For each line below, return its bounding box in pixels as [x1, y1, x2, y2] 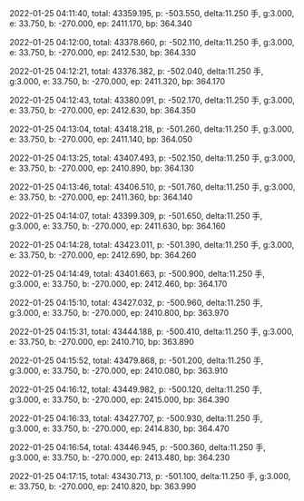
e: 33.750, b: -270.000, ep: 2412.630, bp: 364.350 [9, 105, 197, 115]
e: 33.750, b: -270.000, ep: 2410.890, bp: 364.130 [9, 162, 194, 173]
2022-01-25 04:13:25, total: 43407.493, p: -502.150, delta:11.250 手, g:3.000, [9, 152, 296, 163]
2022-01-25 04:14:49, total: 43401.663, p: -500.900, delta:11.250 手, [9, 269, 265, 279]
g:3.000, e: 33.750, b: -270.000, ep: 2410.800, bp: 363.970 [9, 308, 230, 318]
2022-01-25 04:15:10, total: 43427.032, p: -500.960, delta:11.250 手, [9, 298, 263, 308]
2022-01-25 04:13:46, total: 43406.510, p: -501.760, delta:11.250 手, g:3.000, [9, 182, 296, 192]
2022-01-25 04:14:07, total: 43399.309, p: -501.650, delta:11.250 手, [9, 211, 263, 221]
